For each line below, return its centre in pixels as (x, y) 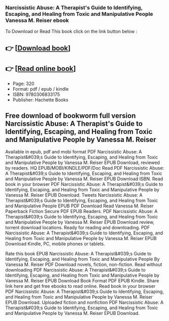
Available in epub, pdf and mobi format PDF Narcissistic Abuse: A (74, 152)
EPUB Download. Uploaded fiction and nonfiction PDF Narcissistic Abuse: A (84, 303)
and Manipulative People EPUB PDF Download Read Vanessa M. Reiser (79, 206)
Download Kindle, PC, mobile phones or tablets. (55, 244)
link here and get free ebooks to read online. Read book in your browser (80, 286)
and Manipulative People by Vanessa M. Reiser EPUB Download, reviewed (82, 163)
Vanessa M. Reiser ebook (37, 20)
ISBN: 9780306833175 (36, 94)
